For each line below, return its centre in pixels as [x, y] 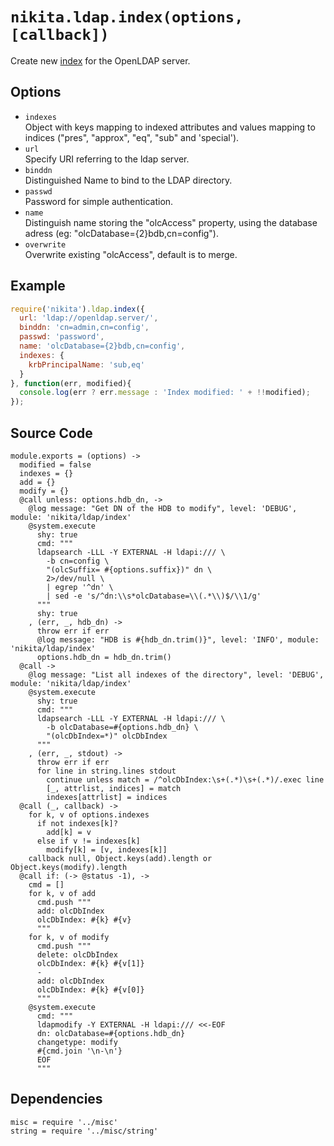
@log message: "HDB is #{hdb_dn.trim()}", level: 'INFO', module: [178, 640]
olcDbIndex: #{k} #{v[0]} [90, 990]
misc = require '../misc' [64, 1122]
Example [38, 286]
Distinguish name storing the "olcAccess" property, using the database [171, 222]
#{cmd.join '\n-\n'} [79, 1051]
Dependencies [56, 1099]
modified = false [55, 465]
